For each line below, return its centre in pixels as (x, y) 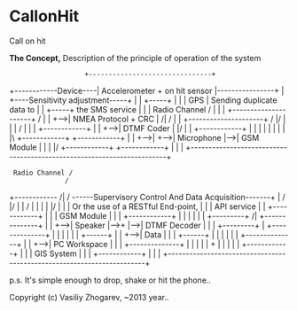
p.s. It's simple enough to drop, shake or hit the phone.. (110, 280)
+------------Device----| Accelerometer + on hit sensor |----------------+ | (147, 90)
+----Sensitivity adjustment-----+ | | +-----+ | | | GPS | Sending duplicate (143, 100)
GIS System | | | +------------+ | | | (98, 253)
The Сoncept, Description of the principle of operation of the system (135, 58)
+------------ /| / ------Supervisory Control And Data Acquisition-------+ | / (147, 197)
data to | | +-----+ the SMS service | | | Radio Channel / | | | (117, 109)
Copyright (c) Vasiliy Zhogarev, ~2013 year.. (89, 297)
